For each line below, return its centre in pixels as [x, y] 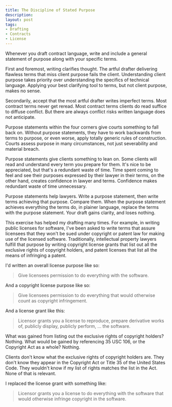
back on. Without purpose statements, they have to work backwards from [83, 132]
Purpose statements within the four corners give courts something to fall [82, 127]
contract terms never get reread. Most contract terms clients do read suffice [86, 106]
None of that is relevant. [31, 373]
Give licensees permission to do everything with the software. [83, 275]
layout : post [19, 20]
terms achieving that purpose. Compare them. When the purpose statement [85, 202]
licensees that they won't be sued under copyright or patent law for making [85, 233]
